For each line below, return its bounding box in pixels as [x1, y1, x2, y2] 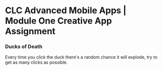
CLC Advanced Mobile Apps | [5, 5, 127, 16]
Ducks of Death [5, 43, 43, 50]
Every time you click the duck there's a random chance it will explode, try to [5, 54, 158, 60]
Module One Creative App [5, 15, 112, 26]
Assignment [5, 26, 56, 37]
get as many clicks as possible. [5, 59, 68, 66]
